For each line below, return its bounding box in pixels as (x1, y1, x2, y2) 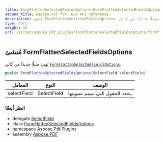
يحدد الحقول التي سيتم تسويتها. (68, 90, 133, 96)
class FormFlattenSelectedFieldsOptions (12, 120, 94, 126)
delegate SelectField (12, 116, 54, 121)
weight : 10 (5, 25, 27, 30)
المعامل (12, 81, 28, 88)
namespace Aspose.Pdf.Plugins (12, 126, 77, 132)
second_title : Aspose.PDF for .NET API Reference (5, 12, 109, 17)
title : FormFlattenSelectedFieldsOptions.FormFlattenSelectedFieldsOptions (5, 7, 164, 12)
